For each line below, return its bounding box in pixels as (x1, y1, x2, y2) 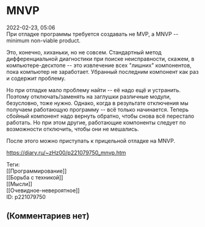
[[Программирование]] (6, 167, 67, 175)
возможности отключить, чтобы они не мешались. (6, 125, 139, 132)
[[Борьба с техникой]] (6, 173, 63, 181)
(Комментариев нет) (6, 211, 90, 222)
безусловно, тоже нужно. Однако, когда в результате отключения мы (6, 99, 189, 107)
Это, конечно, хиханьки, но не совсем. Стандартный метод (6, 48, 162, 56)
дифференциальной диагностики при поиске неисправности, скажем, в (6, 55, 195, 62)
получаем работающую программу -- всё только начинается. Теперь (6, 106, 189, 113)
